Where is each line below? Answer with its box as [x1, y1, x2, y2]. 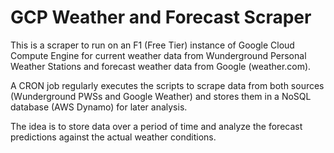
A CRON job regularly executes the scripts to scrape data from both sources [10, 79, 325, 91]
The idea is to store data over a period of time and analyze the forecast [10, 120, 303, 132]
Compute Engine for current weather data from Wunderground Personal [10, 49, 307, 61]
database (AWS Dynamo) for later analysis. [10, 101, 188, 113]
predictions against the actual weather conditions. [10, 131, 217, 143]
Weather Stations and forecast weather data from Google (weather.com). [10, 60, 312, 72]
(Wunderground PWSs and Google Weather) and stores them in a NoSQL [10, 90, 312, 102]
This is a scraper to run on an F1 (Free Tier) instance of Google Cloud [10, 39, 295, 51]
